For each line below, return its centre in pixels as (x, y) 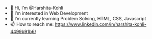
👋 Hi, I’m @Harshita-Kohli (37, 8)
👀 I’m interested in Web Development (49, 13)
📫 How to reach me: (32, 24)
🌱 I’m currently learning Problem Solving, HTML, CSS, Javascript (78, 18)
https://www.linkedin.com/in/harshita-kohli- (101, 24)
